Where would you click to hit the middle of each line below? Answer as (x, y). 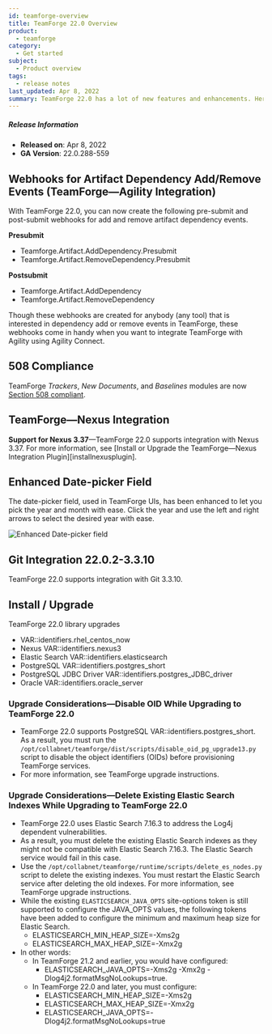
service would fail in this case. (70, 858)
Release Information (43, 124)
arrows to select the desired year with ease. (82, 519)
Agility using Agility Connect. (57, 341)
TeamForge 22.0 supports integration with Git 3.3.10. (96, 579)
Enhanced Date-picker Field (80, 482)
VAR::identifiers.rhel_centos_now (75, 640)
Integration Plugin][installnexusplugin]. (73, 456)
